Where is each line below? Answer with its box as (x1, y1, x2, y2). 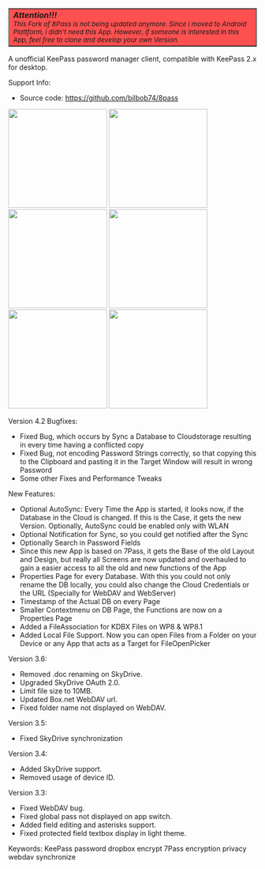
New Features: (8, 489, 56, 498)
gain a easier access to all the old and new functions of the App (19, 563, 227, 572)
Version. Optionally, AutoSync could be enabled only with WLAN (19, 521, 229, 531)
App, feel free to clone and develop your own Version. (13, 36, 179, 44)
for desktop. (8, 62, 48, 72)
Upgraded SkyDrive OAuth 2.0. (19, 678, 121, 687)
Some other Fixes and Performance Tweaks (19, 474, 162, 483)
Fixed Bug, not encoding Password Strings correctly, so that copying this (19, 448, 257, 458)
